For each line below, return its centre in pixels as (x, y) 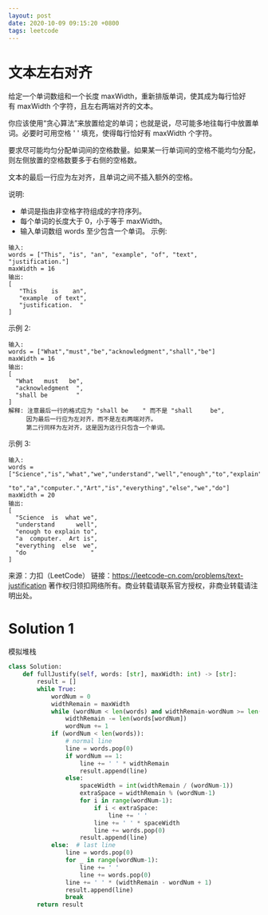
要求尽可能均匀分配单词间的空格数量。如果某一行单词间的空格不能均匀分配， (134, 150)
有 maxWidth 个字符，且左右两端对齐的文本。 (83, 106)
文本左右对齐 (51, 72)
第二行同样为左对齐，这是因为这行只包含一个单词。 (97, 428)
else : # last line (83, 845)
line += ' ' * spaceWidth (137, 823)
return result (60, 905)
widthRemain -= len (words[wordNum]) (126, 719)
